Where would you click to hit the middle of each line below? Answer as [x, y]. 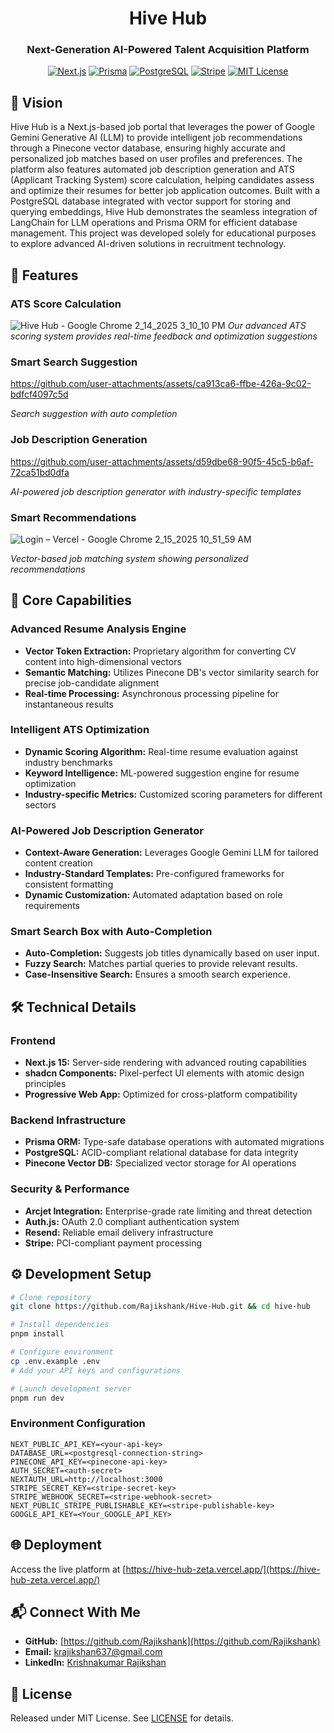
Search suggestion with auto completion [94, 414]
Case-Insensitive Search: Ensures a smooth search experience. [157, 974]
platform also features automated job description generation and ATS [152, 169]
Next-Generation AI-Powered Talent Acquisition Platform [168, 50]
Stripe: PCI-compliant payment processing [113, 1243]
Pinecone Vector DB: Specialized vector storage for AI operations [160, 1163]
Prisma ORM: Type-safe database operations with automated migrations [174, 1142]
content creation [58, 863]
